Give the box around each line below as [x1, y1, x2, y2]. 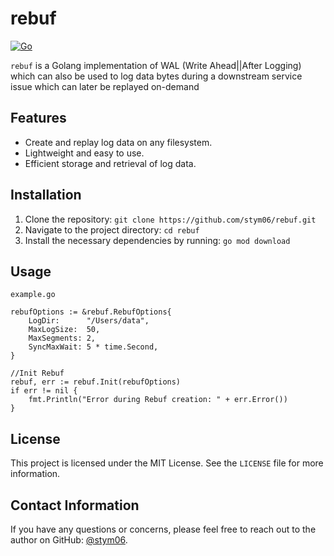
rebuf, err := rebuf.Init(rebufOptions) [10, 377, 182, 387]
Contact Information [10, 497, 140, 514]
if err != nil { [10, 386, 78, 396]
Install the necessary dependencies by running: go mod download [24, 234, 291, 246]
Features [10, 110, 67, 127]
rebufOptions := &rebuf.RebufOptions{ [10, 307, 172, 317]
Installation [10, 187, 82, 204]
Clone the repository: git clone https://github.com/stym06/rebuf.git [24, 213, 317, 225]
